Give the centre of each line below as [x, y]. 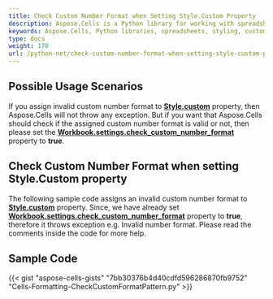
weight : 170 [28, 46]
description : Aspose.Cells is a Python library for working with [121, 24]
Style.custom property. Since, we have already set [94, 207]
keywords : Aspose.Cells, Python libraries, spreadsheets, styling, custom [138, 31]
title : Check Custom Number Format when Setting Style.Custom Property [132, 16]
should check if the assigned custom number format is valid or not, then [129, 123]
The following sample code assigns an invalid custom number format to [128, 198]
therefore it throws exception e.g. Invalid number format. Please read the [130, 224]
